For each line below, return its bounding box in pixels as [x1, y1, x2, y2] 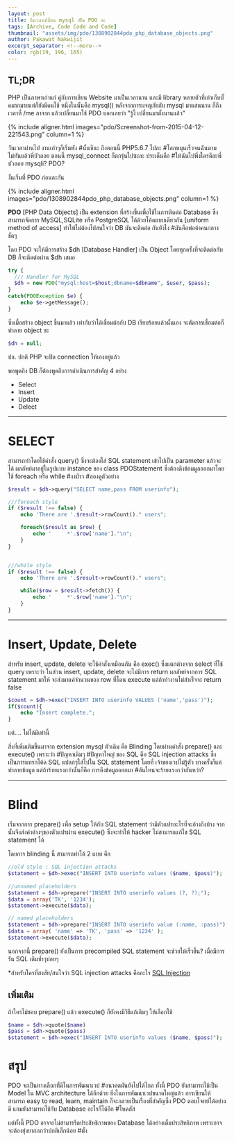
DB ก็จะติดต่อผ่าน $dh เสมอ [8, 253, 76, 261]
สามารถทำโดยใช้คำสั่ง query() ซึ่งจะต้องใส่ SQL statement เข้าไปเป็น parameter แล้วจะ [8, 456, 222, 464]
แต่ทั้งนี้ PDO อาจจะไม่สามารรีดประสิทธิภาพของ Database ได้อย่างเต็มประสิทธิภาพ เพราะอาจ [8, 1118, 222, 1127]
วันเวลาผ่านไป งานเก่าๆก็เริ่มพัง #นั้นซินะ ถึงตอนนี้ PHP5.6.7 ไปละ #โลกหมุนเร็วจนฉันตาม [8, 143, 217, 152]
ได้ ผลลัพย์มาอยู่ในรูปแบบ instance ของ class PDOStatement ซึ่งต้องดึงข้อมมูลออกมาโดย [8, 464, 225, 473]
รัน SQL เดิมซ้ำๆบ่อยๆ [8, 954, 59, 963]
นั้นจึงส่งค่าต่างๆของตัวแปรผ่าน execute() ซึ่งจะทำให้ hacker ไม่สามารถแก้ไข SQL [8, 828, 201, 836]
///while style [8, 562, 52, 569]
